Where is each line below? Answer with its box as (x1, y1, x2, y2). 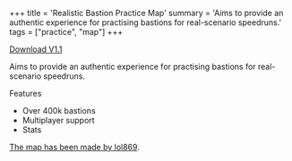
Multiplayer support (21, 115, 96, 125)
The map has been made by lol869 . (9, 142, 141, 152)
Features (9, 89, 42, 98)
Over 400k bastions (21, 106, 96, 115)
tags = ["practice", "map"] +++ (9, 27, 124, 37)
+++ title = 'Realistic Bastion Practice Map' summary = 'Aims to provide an (9, 8, 284, 18)
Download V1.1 (9, 44, 63, 55)
